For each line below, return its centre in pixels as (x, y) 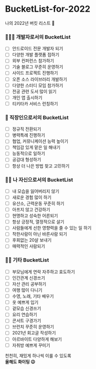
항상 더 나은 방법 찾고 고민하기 (41, 166)
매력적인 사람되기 (29, 246)
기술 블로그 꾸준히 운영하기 (38, 67)
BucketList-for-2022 (48, 9)
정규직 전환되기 (27, 129)
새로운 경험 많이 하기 (32, 197)
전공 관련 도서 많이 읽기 (34, 91)
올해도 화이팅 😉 (20, 362)
